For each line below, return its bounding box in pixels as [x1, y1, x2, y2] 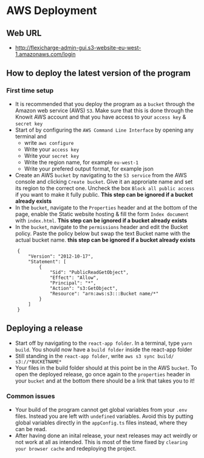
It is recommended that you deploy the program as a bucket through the [15, 100, 195, 107]
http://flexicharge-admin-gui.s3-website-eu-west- [15, 44, 141, 51]
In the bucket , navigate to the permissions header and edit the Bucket [15, 223, 188, 230]
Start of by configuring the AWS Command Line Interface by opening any [15, 126, 194, 133]
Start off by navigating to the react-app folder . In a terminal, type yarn [15, 339, 192, 347]
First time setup [6, 86, 54, 95]
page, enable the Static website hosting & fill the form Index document [15, 210, 189, 217]
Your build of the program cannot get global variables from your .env [15, 406, 188, 413]
